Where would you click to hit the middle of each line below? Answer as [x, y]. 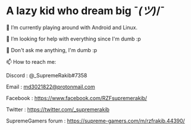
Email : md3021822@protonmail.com [51, 87]
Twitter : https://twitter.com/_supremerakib [58, 109]
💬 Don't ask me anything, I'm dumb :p [52, 50]
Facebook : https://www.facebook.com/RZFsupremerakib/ [77, 98]
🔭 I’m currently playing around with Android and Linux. [72, 27]
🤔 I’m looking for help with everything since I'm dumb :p [73, 39]
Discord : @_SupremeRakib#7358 [47, 75]
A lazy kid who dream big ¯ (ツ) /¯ [86, 11]
